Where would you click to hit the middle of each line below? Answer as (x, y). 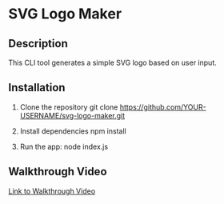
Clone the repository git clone (69, 107)
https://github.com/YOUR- (163, 107)
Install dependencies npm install (73, 131)
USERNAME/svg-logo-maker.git (72, 115)
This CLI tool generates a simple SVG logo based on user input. (113, 62)
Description (38, 44)
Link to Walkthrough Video (52, 191)
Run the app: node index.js (64, 146)
